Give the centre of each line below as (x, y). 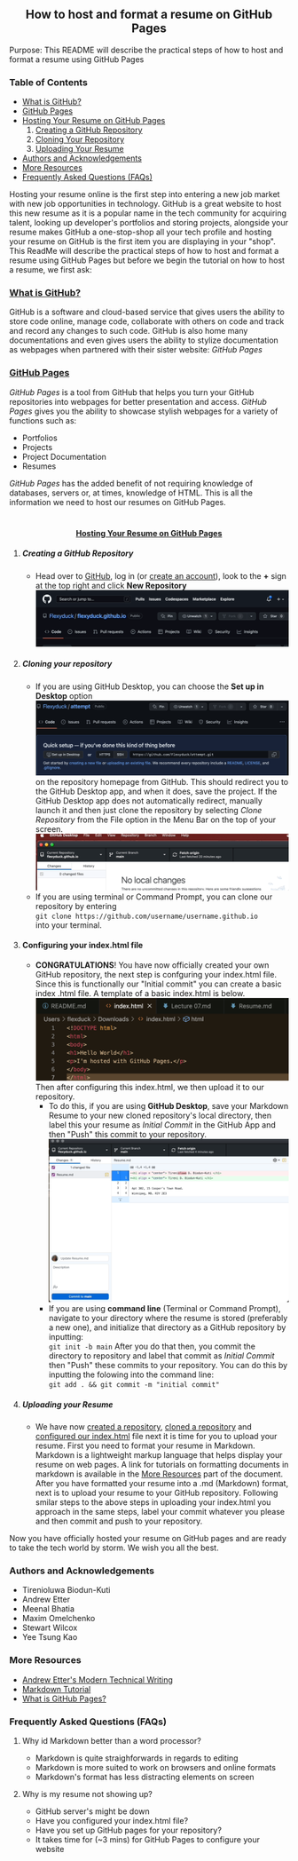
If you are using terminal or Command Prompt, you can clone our (154, 897)
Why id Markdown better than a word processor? (111, 1741)
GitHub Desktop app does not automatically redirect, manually (149, 800)
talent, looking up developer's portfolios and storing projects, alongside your (149, 223)
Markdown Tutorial (56, 1689)
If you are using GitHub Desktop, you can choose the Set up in (149, 686)
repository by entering (76, 906)
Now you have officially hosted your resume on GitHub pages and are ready (148, 1539)
